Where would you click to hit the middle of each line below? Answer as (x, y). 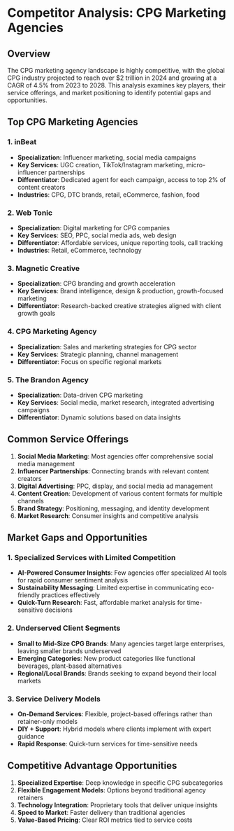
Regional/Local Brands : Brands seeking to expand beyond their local (117, 673)
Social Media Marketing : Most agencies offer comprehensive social (115, 456)
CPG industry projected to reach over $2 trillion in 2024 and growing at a (112, 78)
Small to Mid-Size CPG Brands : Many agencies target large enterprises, (121, 643)
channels (30, 501)
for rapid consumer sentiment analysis (73, 580)
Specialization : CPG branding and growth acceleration (96, 284)
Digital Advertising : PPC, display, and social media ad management (115, 486)
